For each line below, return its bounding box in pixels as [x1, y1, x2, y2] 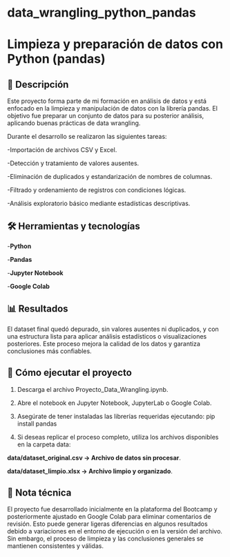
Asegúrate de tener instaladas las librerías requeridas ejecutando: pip [17, 412, 215, 420]
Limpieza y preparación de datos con [7, 37, 223, 53]
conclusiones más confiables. [7, 347, 92, 355]
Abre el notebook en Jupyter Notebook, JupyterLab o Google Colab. [17, 399, 212, 407]
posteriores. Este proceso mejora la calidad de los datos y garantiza [7, 339, 200, 348]
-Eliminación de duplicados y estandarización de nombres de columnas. [7, 173, 213, 181]
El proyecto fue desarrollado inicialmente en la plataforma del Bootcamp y [7, 505, 218, 513]
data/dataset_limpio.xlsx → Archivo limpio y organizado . [7, 466, 173, 475]
